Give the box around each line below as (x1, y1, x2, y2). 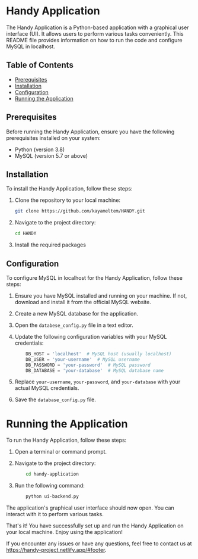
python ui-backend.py (25, 494, 79, 499)
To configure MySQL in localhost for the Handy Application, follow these (6, 274, 183, 281)
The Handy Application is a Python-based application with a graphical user (6, 24, 189, 31)
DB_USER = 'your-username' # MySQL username (25, 356, 140, 363)
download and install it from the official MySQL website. (14, 298, 151, 305)
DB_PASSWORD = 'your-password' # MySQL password (25, 362, 151, 368)
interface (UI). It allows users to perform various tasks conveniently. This (6, 30, 184, 37)
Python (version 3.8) (14, 146, 65, 153)
